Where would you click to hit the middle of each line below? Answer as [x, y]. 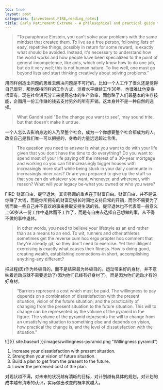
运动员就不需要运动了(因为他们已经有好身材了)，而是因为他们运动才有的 [85, 275]
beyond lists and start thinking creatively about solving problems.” [83, 73]
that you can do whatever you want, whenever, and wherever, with [83, 179]
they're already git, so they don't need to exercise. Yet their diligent [84, 244]
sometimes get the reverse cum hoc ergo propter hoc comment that [85, 238]
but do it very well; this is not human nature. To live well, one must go [86, 68]
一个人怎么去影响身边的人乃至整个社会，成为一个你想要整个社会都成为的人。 [81, 132]
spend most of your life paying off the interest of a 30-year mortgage [86, 158]
